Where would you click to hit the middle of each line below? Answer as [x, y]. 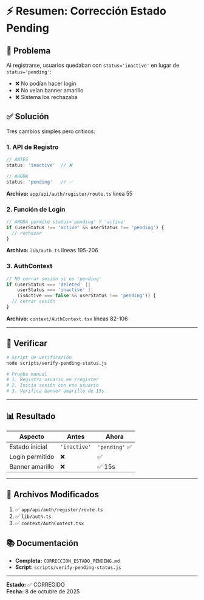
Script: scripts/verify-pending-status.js [68, 567]
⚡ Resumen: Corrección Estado [87, 11]
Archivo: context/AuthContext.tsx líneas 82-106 [67, 319]
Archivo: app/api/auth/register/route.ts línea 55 [70, 193]
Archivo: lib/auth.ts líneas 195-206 [52, 250]
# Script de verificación [39, 357]
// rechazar [27, 233]
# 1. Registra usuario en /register [53, 380]
